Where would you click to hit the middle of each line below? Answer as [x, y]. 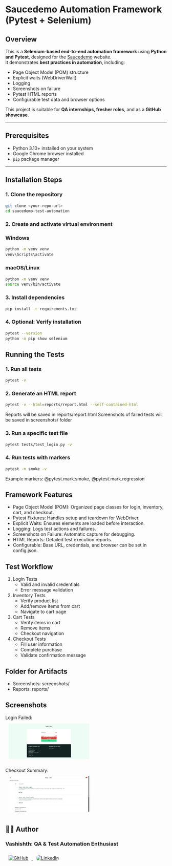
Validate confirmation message [53, 655]
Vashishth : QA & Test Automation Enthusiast [62, 844]
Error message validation [47, 590]
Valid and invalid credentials [50, 584]
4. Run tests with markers [38, 458]
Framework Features [39, 494]
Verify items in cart [40, 623]
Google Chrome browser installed [48, 153]
